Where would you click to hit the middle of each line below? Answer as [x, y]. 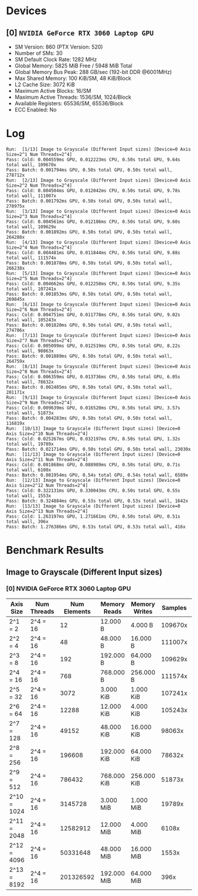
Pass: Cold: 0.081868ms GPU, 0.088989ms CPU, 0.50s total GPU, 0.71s [93, 465]
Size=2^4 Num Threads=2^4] [39, 247]
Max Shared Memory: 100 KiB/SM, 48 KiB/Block [73, 78]
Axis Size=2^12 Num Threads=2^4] [47, 485]
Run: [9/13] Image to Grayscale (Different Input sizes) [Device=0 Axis [99, 397]
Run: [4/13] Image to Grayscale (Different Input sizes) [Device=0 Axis [99, 242]
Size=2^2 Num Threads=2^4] [39, 185]
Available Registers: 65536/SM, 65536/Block [69, 103]
